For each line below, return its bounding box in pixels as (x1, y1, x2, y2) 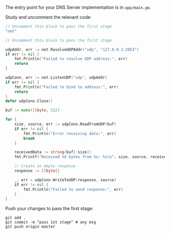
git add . (5, 215, 26, 220)
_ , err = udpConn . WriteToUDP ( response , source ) (14, 177, 116, 182)
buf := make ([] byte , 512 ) (5, 108, 60, 113)
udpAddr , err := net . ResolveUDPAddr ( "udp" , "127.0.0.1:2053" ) (5, 47, 139, 52)
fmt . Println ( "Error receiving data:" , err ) (23, 131, 116, 136)
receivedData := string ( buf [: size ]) (14, 150, 92, 155)
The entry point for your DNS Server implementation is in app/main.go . (5, 5, 151, 10)
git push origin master (5, 224, 56, 229)
